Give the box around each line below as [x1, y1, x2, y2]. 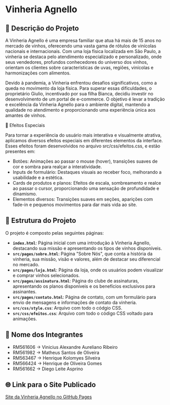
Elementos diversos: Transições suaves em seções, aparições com [12, 196, 153, 202]
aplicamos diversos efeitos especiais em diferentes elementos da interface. [5, 138, 163, 143]
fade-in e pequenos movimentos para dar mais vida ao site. [12, 201, 138, 208]
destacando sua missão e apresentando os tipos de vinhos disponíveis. [12, 245, 162, 251]
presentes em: [5, 148, 36, 154]
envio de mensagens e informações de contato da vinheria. [12, 299, 137, 306]
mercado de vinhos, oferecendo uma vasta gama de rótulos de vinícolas [5, 43, 156, 49]
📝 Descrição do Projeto [5, 24, 79, 33]
